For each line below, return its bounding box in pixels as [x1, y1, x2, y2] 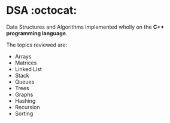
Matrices [14, 59, 37, 66]
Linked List [14, 65, 42, 72]
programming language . [6, 29, 68, 36]
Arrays [14, 53, 32, 60]
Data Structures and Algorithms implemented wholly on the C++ [6, 23, 165, 30]
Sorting [14, 110, 34, 117]
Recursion [14, 103, 40, 110]
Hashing [14, 97, 36, 104]
